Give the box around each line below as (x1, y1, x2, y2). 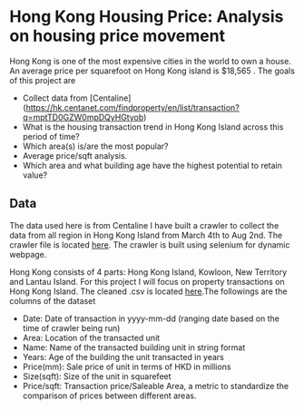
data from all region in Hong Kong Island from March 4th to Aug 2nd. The (9, 229, 283, 240)
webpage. (9, 249, 47, 259)
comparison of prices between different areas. (22, 390, 197, 401)
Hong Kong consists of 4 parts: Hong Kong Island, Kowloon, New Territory (9, 266, 288, 278)
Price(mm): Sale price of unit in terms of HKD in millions (22, 361, 231, 372)
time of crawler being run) (22, 322, 121, 333)
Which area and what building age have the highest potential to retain (22, 160, 283, 171)
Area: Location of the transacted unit (22, 332, 161, 343)
